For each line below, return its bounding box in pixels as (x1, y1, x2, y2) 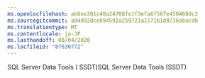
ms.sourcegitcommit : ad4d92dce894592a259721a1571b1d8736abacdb (7, 17, 199, 24)
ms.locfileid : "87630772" (7, 43, 84, 50)
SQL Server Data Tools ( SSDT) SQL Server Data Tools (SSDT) (7, 63, 187, 71)
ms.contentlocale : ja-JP (7, 30, 81, 38)
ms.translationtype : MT (7, 23, 78, 30)
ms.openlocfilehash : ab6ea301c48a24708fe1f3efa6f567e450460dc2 (7, 10, 199, 18)
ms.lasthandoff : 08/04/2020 (7, 37, 91, 44)
